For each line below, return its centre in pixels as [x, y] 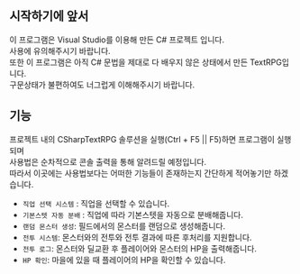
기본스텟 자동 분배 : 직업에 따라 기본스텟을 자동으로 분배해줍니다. [132, 215]
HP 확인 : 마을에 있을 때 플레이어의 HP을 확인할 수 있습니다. [124, 260]
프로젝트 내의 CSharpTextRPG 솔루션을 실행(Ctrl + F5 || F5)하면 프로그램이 [142, 139]
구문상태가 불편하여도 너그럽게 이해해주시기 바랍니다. [102, 85]
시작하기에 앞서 [49, 16]
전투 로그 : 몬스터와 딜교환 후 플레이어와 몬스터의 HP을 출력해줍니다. [139, 248]
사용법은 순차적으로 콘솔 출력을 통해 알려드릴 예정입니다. [108, 161]
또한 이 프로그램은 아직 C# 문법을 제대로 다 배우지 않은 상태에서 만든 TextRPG [145, 62]
